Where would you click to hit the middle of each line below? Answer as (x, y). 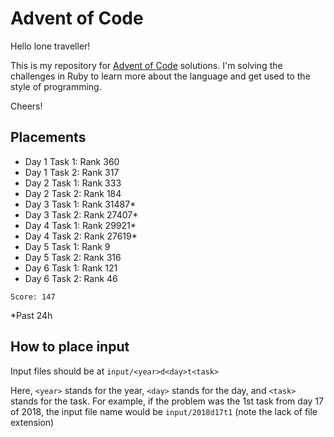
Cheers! (26, 106)
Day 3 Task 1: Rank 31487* (80, 204)
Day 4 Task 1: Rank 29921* (80, 225)
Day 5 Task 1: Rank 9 (67, 246)
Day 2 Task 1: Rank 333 (73, 183)
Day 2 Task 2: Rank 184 (73, 193)
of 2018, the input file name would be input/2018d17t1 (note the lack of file (164, 411)
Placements (48, 137)
